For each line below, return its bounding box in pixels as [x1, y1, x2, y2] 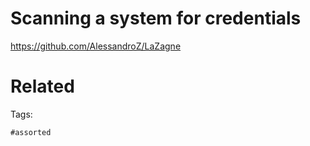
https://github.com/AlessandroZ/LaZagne [10, 40, 182, 52]
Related [10, 75, 75, 98]
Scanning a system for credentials [10, 7, 302, 30]
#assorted [10, 127, 52, 137]
